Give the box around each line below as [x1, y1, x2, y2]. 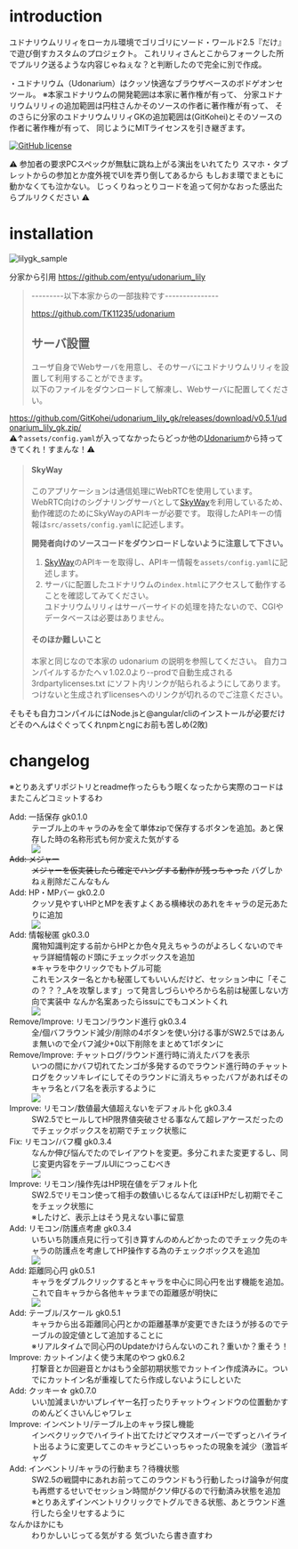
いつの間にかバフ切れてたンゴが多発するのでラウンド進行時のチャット [31, 1061, 289, 1071]
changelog [9, 751, 91, 771]
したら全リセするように [38, 1508, 125, 1519]
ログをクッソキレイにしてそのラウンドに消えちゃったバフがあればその [31, 1072, 289, 1083]
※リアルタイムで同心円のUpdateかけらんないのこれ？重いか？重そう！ [31, 1341, 289, 1351]
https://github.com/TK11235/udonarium [30, 308, 175, 319]
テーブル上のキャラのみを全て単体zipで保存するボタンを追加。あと [31, 823, 276, 834]
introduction [9, 6, 103, 27]
